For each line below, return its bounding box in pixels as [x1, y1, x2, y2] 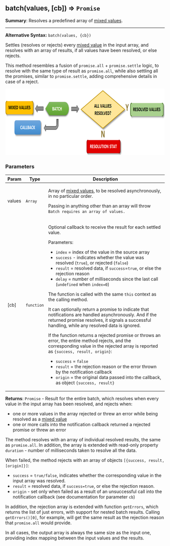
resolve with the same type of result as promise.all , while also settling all [5, 68, 158, 74]
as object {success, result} [55, 380, 115, 386]
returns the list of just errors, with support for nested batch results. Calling [5, 509, 160, 515]
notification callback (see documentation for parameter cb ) [12, 493, 136, 500]
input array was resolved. [12, 478, 66, 484]
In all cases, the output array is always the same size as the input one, [5, 529, 151, 535]
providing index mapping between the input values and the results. [5, 535, 144, 541]
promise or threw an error [12, 427, 67, 433]
